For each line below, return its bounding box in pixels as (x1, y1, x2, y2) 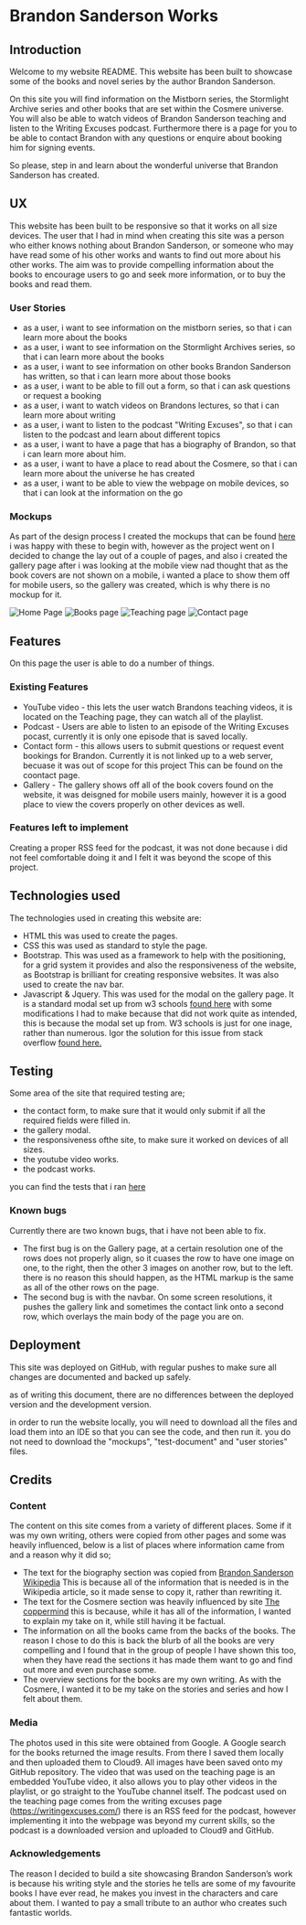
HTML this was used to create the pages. (22, 930, 178, 941)
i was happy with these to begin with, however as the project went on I (9, 540, 275, 551)
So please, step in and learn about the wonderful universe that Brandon (9, 160, 279, 170)
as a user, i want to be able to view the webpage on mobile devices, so (22, 477, 290, 489)
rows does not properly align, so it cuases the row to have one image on (22, 1252, 295, 1263)
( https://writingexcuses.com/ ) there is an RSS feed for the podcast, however (9, 1805, 297, 1816)
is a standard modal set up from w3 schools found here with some (22, 998, 272, 1009)
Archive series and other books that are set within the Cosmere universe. (9, 103, 285, 114)
